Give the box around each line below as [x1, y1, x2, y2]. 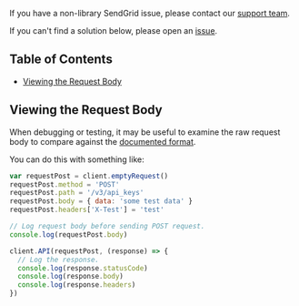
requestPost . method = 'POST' [9, 179, 120, 189]
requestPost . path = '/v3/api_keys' [9, 189, 145, 198]
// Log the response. [17, 255, 100, 264]
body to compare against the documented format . [9, 136, 196, 147]
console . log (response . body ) [17, 272, 125, 281]
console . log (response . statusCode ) [17, 263, 148, 272]
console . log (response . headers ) [17, 280, 136, 290]
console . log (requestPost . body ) [9, 229, 128, 240]
